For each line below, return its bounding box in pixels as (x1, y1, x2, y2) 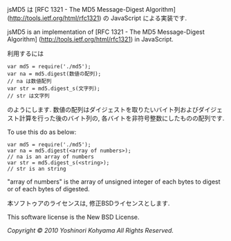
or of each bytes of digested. (7, 185, 90, 193)
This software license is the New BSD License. (7, 213, 140, 221)
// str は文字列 (7, 93, 50, 99)
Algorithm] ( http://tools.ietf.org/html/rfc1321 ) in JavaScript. (7, 35, 174, 43)
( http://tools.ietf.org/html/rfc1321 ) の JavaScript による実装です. (7, 14, 187, 22)
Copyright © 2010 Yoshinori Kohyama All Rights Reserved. (7, 226, 174, 234)
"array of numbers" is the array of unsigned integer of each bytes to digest (7, 177, 221, 186)
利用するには (7, 50, 44, 57)
